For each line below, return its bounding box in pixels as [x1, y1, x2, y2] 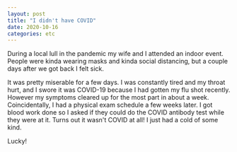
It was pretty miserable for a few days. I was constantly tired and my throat [7, 78, 226, 87]
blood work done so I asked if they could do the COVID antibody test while [7, 108, 225, 117]
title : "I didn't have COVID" [7, 17, 97, 24]
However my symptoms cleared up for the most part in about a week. [7, 93, 209, 102]
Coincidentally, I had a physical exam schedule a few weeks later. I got [7, 100, 213, 110]
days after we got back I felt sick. [7, 64, 105, 73]
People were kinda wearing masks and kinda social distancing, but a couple [7, 57, 229, 66]
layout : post [7, 10, 46, 18]
